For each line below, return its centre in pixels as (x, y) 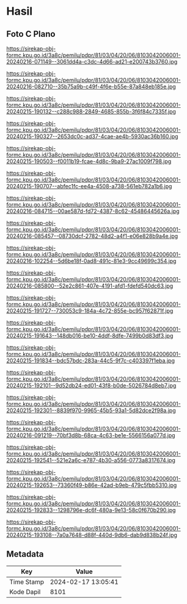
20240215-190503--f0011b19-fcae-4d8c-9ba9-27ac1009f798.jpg (89, 161)
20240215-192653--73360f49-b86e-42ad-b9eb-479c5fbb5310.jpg (92, 485)
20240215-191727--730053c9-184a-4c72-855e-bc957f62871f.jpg (90, 311)
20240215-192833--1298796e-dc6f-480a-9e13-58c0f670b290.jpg (91, 510)
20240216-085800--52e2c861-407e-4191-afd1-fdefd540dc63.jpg (90, 286)
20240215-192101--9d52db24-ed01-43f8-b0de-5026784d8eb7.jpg (91, 385)
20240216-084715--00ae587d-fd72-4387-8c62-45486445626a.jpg (93, 211)
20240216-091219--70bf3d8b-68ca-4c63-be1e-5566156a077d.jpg (91, 435)
